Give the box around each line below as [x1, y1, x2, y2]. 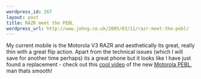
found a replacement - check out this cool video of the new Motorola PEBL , [6, 61, 193, 68]
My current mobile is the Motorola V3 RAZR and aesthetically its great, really [6, 42, 195, 49]
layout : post [6, 14, 39, 20]
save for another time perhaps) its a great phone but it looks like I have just [6, 54, 191, 62]
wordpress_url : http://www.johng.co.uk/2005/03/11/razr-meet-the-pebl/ [6, 25, 189, 32]
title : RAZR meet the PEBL [6, 20, 74, 26]
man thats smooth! [6, 67, 53, 75]
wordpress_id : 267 [6, 8, 52, 15]
